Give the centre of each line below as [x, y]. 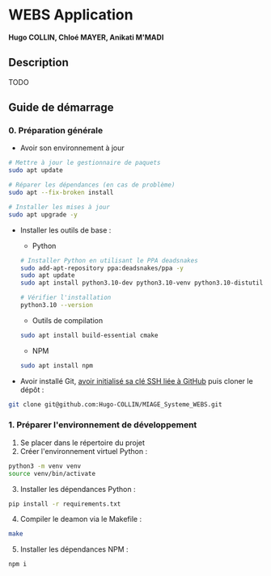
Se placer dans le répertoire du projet [83, 443]
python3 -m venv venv [45, 466]
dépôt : [32, 389]
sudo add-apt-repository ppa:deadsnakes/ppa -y [102, 268]
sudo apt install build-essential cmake [89, 335]
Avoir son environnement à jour [72, 148]
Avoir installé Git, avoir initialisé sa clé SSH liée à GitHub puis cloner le [136, 380]
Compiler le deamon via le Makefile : [81, 519]
